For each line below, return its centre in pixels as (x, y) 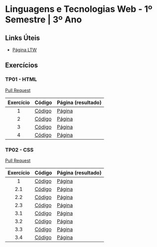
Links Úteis (23, 38)
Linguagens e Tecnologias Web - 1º (79, 9)
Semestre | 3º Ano (44, 20)
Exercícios (21, 65)
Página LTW (24, 50)
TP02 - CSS (19, 149)
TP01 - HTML (21, 79)
